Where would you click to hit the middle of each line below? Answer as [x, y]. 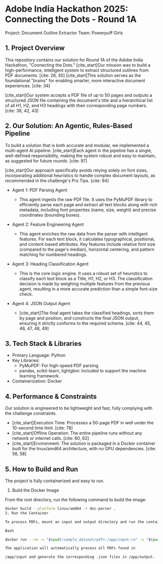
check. [26, 294]
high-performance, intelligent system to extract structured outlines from [77, 70]
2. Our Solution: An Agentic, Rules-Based [69, 126]
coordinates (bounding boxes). [50, 215]
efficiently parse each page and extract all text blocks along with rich [88, 204]
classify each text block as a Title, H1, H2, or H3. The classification [86, 278]
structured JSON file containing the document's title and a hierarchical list [79, 100]
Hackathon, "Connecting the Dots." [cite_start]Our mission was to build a [78, 65]
